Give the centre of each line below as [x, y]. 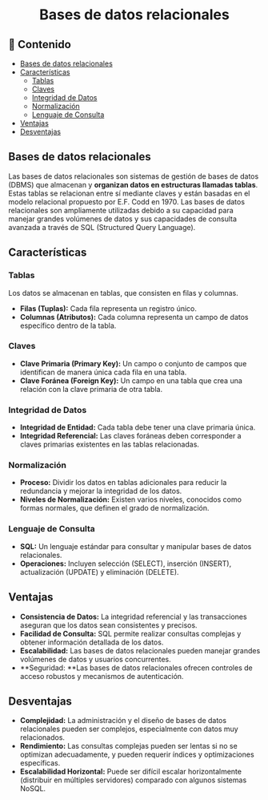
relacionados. [42, 737]
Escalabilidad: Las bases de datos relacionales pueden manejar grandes [140, 650]
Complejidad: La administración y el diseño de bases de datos [123, 721]
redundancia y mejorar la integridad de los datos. [101, 491]
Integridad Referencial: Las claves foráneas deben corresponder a [130, 436]
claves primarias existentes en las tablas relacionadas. [110, 444]
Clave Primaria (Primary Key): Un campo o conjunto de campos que [133, 363]
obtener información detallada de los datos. [92, 642]
